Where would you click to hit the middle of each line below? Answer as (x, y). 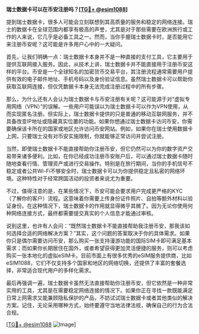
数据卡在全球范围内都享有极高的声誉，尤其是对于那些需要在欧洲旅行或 (102, 29)
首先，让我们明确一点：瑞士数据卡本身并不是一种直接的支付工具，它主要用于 (99, 57)
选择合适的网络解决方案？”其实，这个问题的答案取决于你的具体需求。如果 (101, 233)
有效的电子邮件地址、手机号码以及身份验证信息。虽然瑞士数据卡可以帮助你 (102, 79)
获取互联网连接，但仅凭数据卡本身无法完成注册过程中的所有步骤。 (86, 86)
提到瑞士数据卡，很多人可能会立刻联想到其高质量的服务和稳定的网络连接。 (97, 22)
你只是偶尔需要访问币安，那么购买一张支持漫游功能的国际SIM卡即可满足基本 (99, 241)
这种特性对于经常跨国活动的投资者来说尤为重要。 (76, 178)
